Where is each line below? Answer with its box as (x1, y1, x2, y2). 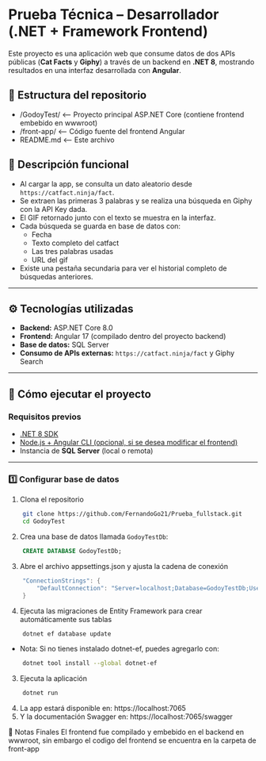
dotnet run (22, 689, 59, 698)
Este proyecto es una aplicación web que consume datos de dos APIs (8, 48, 236, 58)
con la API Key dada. (19, 204, 88, 213)
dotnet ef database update (22, 629, 112, 638)
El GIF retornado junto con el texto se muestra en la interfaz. (19, 213, 216, 222)
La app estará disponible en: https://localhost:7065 (19, 704, 186, 713)
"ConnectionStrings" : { (22, 577, 101, 585)
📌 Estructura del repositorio (8, 89, 147, 102)
